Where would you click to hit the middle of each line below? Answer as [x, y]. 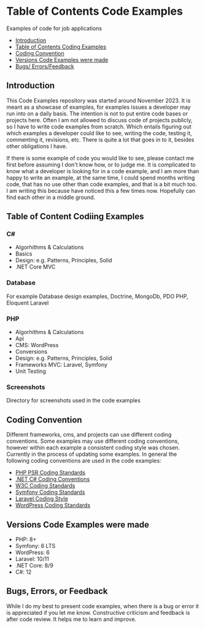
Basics [24, 254]
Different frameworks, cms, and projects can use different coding [89, 435]
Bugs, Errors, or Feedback [57, 591]
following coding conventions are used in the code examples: [84, 461]
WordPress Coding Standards [53, 506]
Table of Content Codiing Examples [75, 217]
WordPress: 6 [33, 552]
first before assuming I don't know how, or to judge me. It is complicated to [101, 165]
